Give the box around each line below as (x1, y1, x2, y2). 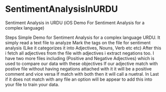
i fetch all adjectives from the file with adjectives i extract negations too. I (5, 50, 155, 56)
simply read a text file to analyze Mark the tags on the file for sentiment (5, 39, 151, 45)
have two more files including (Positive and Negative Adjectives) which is (5, 55, 155, 61)
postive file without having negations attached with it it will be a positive (5, 65, 152, 72)
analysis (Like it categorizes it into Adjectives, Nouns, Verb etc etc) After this (5, 45, 162, 51)
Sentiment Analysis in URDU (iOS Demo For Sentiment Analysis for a (5, 20, 145, 26)
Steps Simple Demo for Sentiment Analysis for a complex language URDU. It (5, 34, 161, 40)
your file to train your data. (5, 81, 59, 87)
